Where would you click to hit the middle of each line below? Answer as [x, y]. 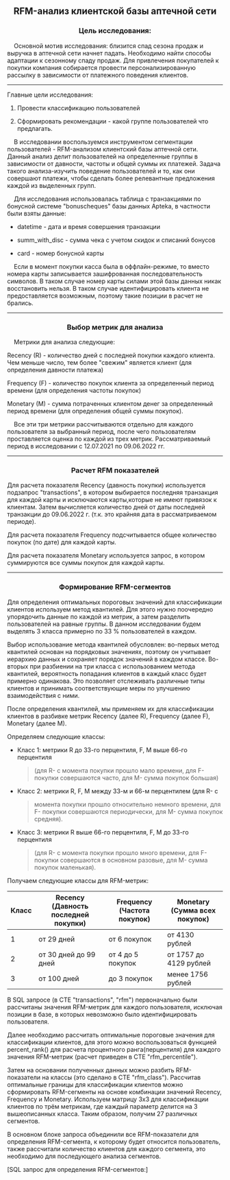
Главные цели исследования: [50, 95]
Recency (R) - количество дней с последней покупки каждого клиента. [111, 355]
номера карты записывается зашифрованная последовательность [105, 274]
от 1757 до [186, 954]
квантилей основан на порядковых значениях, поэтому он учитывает [109, 651]
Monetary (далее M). [37, 723]
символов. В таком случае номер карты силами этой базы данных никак [114, 281]
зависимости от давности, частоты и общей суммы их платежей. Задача [114, 163]
